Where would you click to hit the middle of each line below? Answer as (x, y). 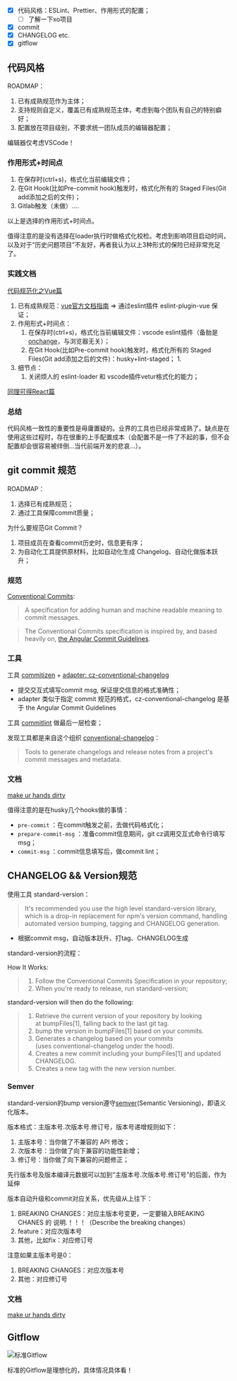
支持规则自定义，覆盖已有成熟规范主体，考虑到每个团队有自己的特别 (116, 110)
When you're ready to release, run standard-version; (111, 988)
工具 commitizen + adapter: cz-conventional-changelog (88, 675)
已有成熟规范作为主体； (51, 101)
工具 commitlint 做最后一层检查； (55, 723)
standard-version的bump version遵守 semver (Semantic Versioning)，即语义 (117, 1103)
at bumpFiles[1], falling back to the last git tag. (102, 1023)
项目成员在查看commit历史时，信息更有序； (81, 543)
